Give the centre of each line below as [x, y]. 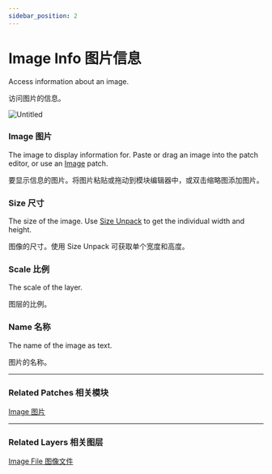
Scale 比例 [29, 269]
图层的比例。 [30, 304]
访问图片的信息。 [37, 98]
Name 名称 [30, 327]
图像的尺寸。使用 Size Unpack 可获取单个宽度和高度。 [99, 247]
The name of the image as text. [60, 345]
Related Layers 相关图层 [56, 442]
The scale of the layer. [45, 287]
